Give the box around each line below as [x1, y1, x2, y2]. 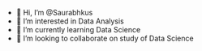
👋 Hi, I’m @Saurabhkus [15, 8, 93, 17]
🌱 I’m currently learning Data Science [15, 25, 141, 34]
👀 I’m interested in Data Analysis [15, 16, 124, 26]
